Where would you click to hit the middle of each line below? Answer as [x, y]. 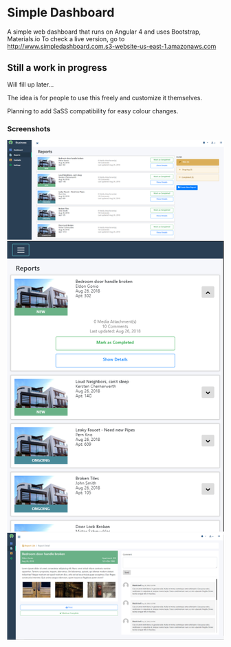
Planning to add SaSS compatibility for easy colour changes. [93, 111]
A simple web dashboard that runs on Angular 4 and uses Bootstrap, [104, 32]
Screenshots [29, 128]
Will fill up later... [31, 84]
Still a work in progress [57, 68]
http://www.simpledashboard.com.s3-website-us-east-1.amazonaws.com [112, 46]
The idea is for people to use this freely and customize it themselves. [105, 98]
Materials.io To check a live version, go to [66, 38]
